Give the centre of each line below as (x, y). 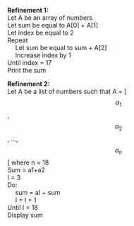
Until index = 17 (30, 63)
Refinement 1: (28, 10)
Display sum (25, 215)
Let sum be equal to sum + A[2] (61, 48)
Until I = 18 (23, 208)
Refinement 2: (29, 84)
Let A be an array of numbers (50, 18)
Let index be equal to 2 (41, 32)
